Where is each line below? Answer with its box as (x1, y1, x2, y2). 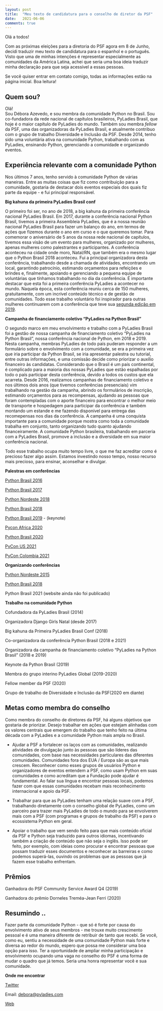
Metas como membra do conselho (5, 704, 110, 712)
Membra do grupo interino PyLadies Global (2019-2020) (5, 671, 117, 677)
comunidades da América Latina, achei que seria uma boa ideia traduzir (5, 59, 149, 65)
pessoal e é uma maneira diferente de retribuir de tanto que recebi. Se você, (5, 932, 158, 938)
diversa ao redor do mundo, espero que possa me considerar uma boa (5, 942, 147, 948)
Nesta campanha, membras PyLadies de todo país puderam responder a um (5, 341, 158, 347)
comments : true (5, 20, 36, 26)
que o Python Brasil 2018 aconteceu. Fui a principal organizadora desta (5, 255, 148, 261)
